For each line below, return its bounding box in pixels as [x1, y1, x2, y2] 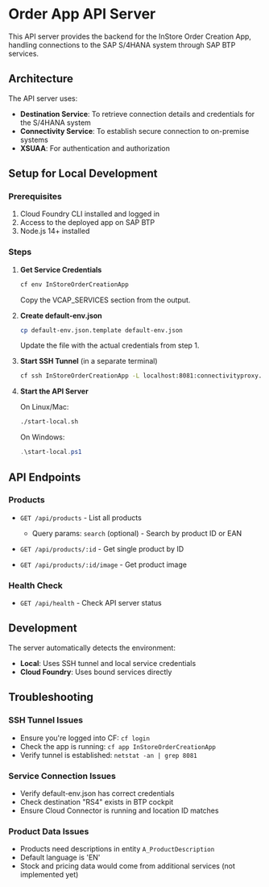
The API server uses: [8, 94, 78, 103]
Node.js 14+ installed [19, 227, 90, 236]
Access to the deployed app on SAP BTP [19, 218, 155, 227]
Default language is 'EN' [19, 852, 101, 863]
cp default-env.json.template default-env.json [19, 326, 183, 335]
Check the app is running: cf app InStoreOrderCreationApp [19, 741, 216, 751]
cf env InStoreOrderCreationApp [19, 280, 129, 289]
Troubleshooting [8, 690, 94, 704]
